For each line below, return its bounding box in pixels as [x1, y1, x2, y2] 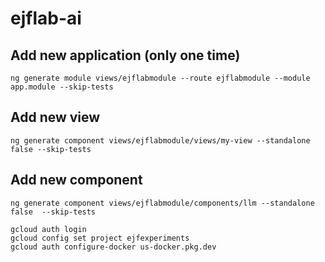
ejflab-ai [10, 7, 82, 30]
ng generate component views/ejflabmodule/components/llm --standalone [10, 198, 315, 208]
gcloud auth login [10, 224, 87, 234]
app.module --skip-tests [10, 82, 114, 92]
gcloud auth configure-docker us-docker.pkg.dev [10, 242, 217, 252]
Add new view [10, 109, 101, 126]
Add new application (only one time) [10, 47, 241, 64]
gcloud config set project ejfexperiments [10, 233, 190, 243]
